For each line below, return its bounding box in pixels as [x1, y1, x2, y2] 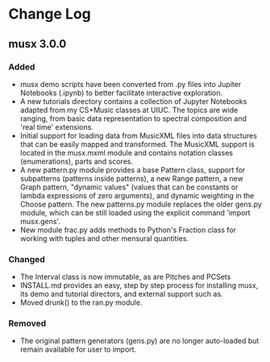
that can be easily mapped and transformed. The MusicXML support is [19, 139, 255, 149]
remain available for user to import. [19, 344, 137, 355]
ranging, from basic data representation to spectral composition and [19, 114, 247, 123]
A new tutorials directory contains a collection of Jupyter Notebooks [19, 96, 247, 106]
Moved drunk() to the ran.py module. [19, 298, 143, 307]
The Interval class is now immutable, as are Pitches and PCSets [19, 272, 231, 282]
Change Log [8, 5, 91, 23]
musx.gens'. [19, 216, 60, 226]
